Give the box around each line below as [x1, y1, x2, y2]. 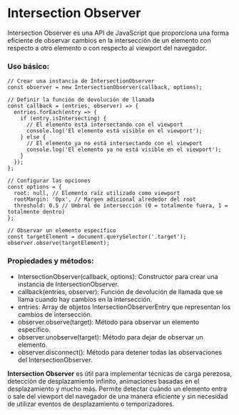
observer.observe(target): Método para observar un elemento [17, 317, 200, 326]
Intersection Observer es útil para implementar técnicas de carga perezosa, [7, 369, 232, 378]
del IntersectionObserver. [17, 355, 93, 364]
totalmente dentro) [7, 209, 66, 216]
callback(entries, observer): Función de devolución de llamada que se [17, 287, 223, 296]
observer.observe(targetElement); [7, 240, 111, 247]
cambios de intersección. [17, 310, 93, 318]
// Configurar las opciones [7, 177, 91, 184]
